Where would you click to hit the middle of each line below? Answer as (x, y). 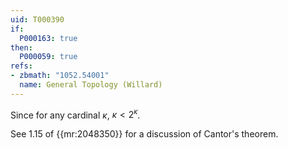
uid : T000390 (37, 19)
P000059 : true (48, 57)
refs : (21, 66)
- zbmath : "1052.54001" (60, 76)
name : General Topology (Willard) (91, 85)
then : (21, 47)
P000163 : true (48, 38)
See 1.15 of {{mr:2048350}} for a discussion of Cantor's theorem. (144, 134)
